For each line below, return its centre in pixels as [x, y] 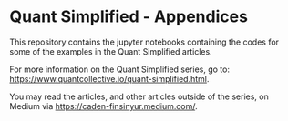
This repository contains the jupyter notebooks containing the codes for [144, 42]
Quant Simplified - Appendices [129, 17]
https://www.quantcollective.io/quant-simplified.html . [109, 78]
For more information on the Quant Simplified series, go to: [120, 69]
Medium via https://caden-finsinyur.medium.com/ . [103, 106]
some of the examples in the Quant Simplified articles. [111, 51]
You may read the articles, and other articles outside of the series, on [139, 96]
